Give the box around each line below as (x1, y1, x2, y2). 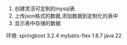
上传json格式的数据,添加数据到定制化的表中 (14, 12, 118, 19)
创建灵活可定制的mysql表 (14, 5, 76, 12)
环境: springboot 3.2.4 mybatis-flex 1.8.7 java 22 (6, 32, 122, 39)
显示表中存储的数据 (14, 20, 61, 26)
